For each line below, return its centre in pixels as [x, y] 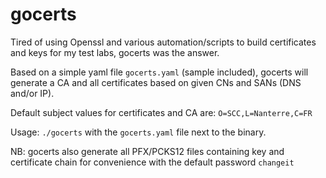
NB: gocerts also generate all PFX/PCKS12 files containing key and [147, 151]
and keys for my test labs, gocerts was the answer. [115, 52]
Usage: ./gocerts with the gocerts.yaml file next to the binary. [138, 132]
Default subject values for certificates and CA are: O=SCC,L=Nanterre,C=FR [161, 112]
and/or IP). [32, 93]
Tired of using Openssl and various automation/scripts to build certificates [163, 42]
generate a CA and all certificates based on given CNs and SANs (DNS [156, 82]
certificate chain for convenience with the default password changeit [152, 162]
